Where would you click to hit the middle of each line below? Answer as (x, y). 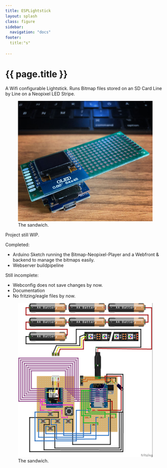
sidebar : (14, 27)
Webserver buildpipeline (38, 265)
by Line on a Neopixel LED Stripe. (40, 94)
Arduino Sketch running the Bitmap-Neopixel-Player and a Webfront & (86, 254)
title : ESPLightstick (28, 11)
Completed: (18, 244)
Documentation (29, 290)
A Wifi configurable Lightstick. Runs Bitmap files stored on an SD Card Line (84, 88)
